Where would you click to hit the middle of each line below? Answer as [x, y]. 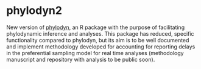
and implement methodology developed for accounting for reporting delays [101, 47]
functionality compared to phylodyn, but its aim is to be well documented [98, 40]
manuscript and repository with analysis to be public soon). [81, 59]
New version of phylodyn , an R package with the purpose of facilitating [95, 27]
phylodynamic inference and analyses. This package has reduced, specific [100, 33]
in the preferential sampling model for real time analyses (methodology [95, 53]
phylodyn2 [34, 11]
